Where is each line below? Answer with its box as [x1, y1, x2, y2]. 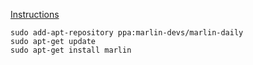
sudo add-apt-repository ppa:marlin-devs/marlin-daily [10, 28, 244, 38]
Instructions [10, 9, 60, 20]
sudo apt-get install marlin [10, 45, 132, 55]
